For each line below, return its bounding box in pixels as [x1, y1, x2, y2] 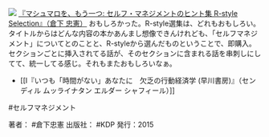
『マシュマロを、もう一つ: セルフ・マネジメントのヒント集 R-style [18, 9, 238, 18]
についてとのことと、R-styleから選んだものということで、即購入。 [35, 38, 257, 48]
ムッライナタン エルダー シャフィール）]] [43, 86, 175, 95]
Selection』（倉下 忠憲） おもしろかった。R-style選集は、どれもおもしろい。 [8, 18, 261, 28]
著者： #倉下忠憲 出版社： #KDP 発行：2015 [8, 120, 154, 129]
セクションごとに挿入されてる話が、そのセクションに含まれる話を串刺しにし [8, 49, 262, 58]
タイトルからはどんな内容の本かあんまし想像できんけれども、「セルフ [8, 29, 237, 38]
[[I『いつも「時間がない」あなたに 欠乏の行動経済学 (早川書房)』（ [19, 76, 243, 85]
